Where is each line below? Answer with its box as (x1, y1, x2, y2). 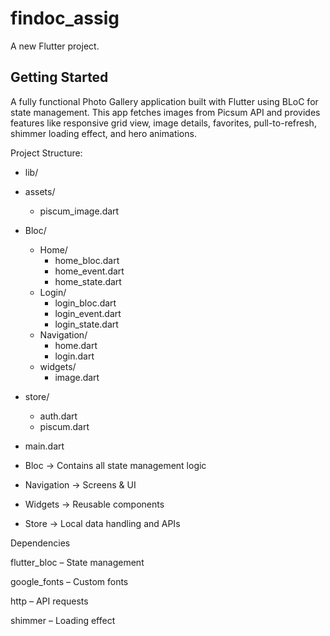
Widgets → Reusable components (24, 498, 165, 510)
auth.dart (39, 410, 78, 422)
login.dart (54, 350, 95, 362)
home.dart (54, 339, 98, 351)
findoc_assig (10, 7, 120, 30)
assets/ (24, 185, 56, 197)
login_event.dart (54, 307, 122, 319)
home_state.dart (54, 275, 122, 287)
